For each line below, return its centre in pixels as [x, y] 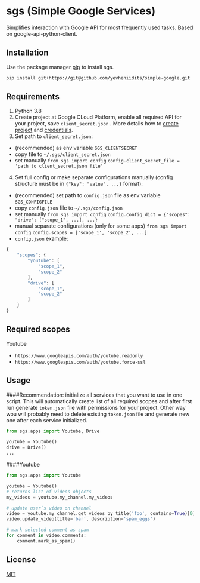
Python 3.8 [28, 111]
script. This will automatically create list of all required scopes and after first [99, 401]
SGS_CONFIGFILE [34, 202]
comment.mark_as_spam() [46, 541]
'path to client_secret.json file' [59, 166]
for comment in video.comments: [46, 536]
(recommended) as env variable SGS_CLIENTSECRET [76, 148]
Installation [27, 53]
